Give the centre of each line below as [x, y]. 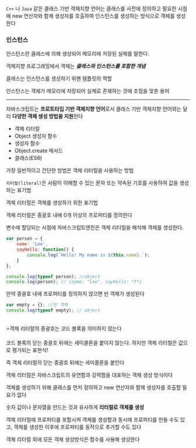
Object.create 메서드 [38, 151]
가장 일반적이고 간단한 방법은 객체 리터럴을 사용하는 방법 [70, 170]
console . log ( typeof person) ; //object [53, 276]
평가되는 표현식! [30, 350]
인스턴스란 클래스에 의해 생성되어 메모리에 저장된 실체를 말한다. [78, 54]
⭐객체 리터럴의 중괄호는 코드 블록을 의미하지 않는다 [64, 329]
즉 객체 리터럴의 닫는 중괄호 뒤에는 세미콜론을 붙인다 [65, 362]
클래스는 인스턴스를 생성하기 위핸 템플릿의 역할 [59, 78]
